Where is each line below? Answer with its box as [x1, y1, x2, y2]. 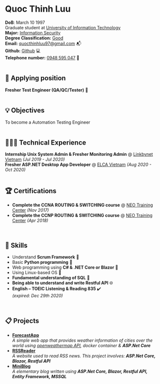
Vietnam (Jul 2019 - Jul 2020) [5, 157, 65, 163]
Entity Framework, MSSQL [12, 373, 67, 379]
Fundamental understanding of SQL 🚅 [12, 275, 90, 280]
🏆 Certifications [5, 186, 57, 195]
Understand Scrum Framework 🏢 [12, 254, 79, 260]
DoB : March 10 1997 [5, 19, 45, 25]
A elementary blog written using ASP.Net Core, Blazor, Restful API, [12, 368, 148, 374]
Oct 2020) [5, 167, 26, 173]
